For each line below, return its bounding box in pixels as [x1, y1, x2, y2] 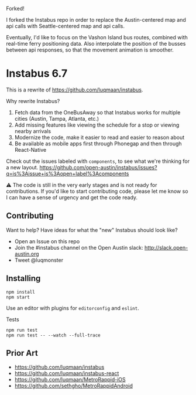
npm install [6, 289, 35, 295]
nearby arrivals [14, 127, 51, 134]
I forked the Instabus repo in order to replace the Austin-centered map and [6, 16, 186, 23]
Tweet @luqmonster [14, 256, 63, 263]
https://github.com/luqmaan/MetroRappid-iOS [14, 376, 126, 383]
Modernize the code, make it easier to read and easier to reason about [14, 134, 185, 141]
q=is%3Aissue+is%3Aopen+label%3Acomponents [6, 170, 129, 177]
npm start [6, 294, 30, 300]
